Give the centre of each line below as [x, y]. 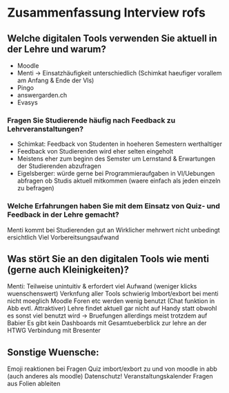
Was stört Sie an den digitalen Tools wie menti [108, 258]
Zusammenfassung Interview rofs [106, 13]
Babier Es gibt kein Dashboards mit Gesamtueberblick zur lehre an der [107, 323]
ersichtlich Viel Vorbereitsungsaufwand [63, 237]
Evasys [27, 102]
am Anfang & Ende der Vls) [56, 80]
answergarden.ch [42, 95]
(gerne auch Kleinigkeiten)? [68, 269]
